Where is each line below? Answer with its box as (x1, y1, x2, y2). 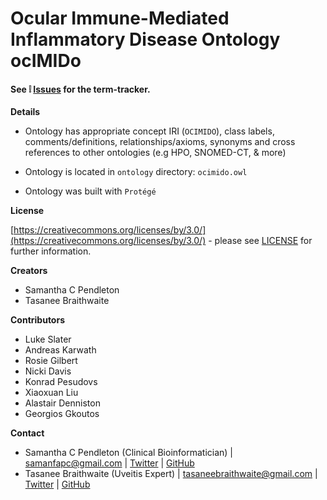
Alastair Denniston (24, 397, 101, 409)
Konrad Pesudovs (24, 376, 98, 388)
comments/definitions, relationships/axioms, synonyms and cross (24, 136, 296, 148)
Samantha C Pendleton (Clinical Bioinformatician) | (24, 447, 234, 459)
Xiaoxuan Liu (24, 387, 79, 399)
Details (10, 106, 41, 118)
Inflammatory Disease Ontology (10, 28, 281, 51)
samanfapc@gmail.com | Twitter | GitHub (24, 457, 195, 469)
